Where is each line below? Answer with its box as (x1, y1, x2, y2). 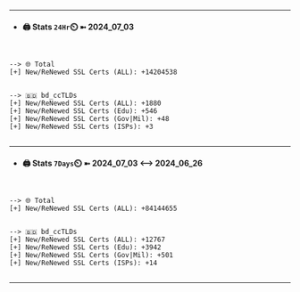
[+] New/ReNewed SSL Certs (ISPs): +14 (9, 259, 158, 268)
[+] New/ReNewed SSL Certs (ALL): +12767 (9, 235, 166, 245)
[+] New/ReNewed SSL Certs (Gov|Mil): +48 (9, 115, 170, 124)
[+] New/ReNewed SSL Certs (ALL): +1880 (9, 99, 162, 108)
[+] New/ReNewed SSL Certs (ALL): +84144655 (9, 204, 178, 214)
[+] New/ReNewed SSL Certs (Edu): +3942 (9, 243, 162, 252)
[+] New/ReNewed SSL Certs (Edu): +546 (9, 107, 158, 116)
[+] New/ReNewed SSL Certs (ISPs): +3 (9, 122, 154, 132)
